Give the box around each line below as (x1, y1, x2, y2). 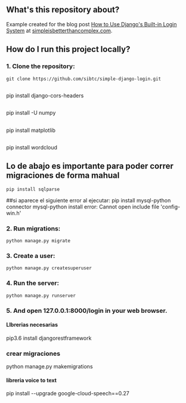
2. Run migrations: (6, 224, 61, 232)
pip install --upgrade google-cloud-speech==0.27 (6, 390, 129, 397)
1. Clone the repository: (6, 62, 76, 70)
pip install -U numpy (6, 109, 56, 116)
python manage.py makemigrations (6, 363, 94, 370)
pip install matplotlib (6, 127, 55, 134)
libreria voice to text (6, 376, 57, 384)
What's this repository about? (6, 5, 120, 15)
